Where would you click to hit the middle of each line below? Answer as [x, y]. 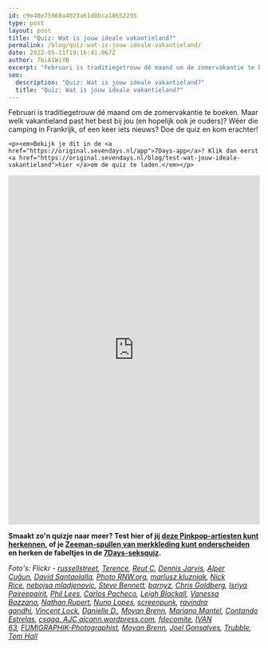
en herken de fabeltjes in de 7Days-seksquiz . [85, 553]
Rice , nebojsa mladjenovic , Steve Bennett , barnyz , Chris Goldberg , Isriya [128, 585]
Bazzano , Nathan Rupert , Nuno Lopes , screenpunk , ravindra [108, 603]
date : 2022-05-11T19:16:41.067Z [62, 53]
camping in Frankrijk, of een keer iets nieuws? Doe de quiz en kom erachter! [133, 129]
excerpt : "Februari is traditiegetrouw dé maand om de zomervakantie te [132, 68]
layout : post [30, 30]
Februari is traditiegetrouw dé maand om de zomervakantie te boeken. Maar [133, 113]
